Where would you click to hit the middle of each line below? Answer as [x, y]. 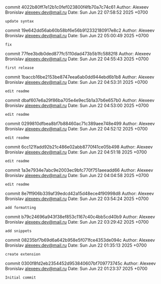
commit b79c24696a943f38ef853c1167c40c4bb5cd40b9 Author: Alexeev [80, 217]
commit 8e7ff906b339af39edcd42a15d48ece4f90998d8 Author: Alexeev [80, 194]
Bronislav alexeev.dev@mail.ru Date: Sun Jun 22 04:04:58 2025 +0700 [77, 175]
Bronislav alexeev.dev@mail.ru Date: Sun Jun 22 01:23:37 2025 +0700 [76, 269]
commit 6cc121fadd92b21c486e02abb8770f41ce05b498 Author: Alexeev [79, 147]
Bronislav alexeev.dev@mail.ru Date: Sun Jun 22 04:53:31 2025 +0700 [77, 82]
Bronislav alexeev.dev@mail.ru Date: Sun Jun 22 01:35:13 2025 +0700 [76, 245]
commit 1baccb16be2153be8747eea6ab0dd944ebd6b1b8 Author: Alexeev [80, 77]
